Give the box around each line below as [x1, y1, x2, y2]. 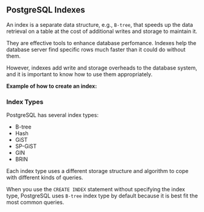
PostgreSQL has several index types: [6, 111, 99, 119]
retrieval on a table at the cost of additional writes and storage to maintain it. [6, 27, 198, 35]
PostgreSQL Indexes [6, 5, 85, 15]
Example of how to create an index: [6, 82, 97, 90]
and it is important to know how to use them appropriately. [6, 70, 153, 78]
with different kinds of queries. [6, 174, 83, 182]
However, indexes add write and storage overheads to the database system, [6, 64, 198, 71]
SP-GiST [15, 143, 37, 150]
